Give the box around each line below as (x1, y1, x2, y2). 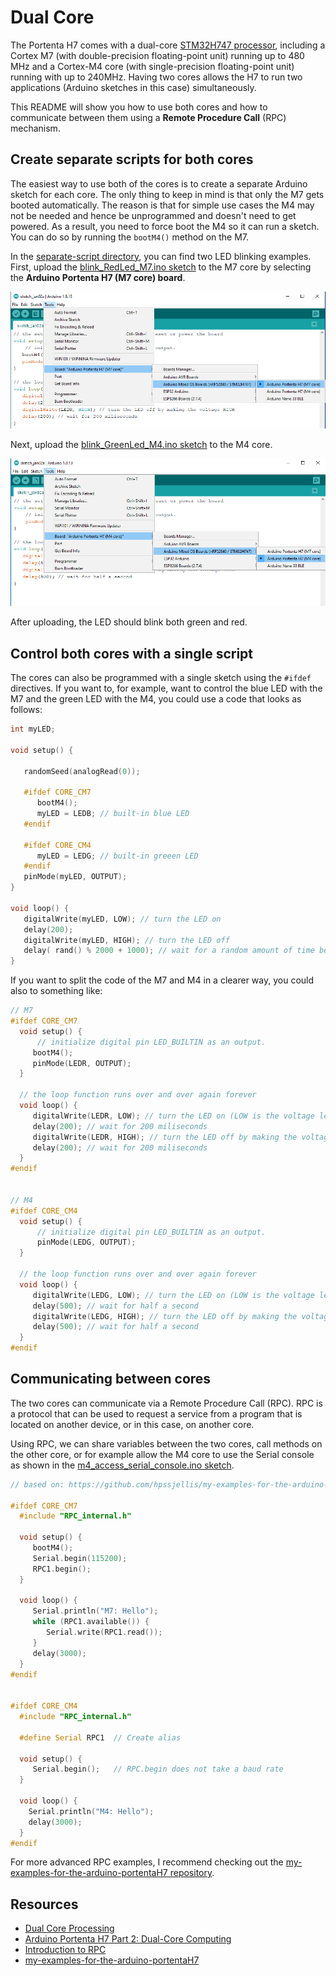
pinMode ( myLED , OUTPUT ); (23, 872, 128, 882)
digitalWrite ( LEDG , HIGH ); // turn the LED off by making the (32, 1311, 298, 1321)
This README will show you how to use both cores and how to (10, 101, 268, 113)
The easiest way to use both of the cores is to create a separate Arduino (10, 177, 308, 190)
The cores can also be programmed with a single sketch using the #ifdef (10, 672, 312, 684)
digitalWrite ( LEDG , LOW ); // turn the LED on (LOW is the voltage (32, 1290, 315, 1300)
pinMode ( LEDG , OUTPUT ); (36, 1237, 137, 1248)
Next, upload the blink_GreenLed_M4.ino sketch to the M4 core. (10, 439, 273, 451)
